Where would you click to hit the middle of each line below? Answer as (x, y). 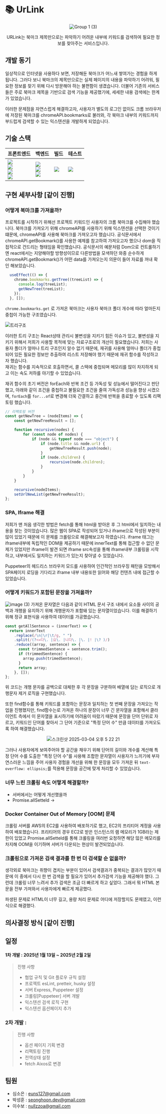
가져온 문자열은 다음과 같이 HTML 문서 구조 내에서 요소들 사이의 (93, 604)
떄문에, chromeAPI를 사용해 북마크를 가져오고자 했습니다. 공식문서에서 (73, 235)
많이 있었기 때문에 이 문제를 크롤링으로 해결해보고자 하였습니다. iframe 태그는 (80, 537)
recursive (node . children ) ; (77, 462)
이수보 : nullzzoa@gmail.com (41, 1106)
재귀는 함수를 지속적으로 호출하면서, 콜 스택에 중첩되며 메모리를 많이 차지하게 (79, 367)
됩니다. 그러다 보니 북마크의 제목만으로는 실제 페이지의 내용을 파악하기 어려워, (80, 80)
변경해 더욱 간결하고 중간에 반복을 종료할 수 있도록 (104, 396)
